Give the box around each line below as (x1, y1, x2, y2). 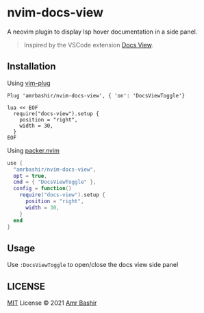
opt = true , (13, 172, 48, 179)
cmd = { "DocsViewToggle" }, (13, 178, 97, 186)
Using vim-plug (7, 79, 51, 87)
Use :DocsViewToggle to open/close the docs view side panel (7, 261, 179, 269)
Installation (7, 60, 56, 73)
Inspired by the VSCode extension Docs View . (23, 40, 154, 49)
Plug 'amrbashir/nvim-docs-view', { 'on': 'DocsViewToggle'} (7, 92, 186, 99)
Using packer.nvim (7, 146, 60, 154)
